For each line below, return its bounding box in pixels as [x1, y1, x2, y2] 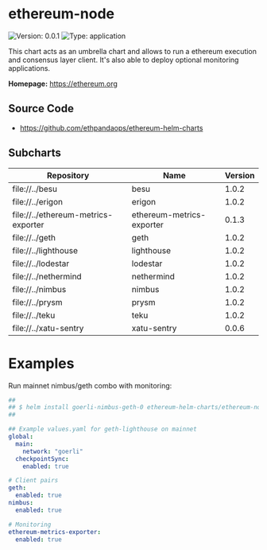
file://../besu [12, 183, 58, 194]
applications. [8, 63, 50, 72]
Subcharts [8, 146, 61, 160]
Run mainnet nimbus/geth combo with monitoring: [8, 380, 172, 390]
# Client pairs [8, 477, 59, 485]
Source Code [8, 102, 74, 115]
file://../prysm [12, 296, 63, 307]
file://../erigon [12, 196, 64, 207]
